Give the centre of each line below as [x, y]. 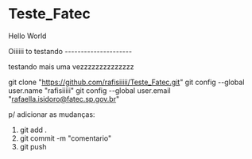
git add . [33, 130]
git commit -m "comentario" [66, 138]
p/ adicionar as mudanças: [52, 114]
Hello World [27, 36]
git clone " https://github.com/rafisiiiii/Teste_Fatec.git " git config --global [126, 82]
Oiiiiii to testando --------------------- [70, 51]
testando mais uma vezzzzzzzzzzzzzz [71, 66]
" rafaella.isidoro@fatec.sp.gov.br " [64, 99]
